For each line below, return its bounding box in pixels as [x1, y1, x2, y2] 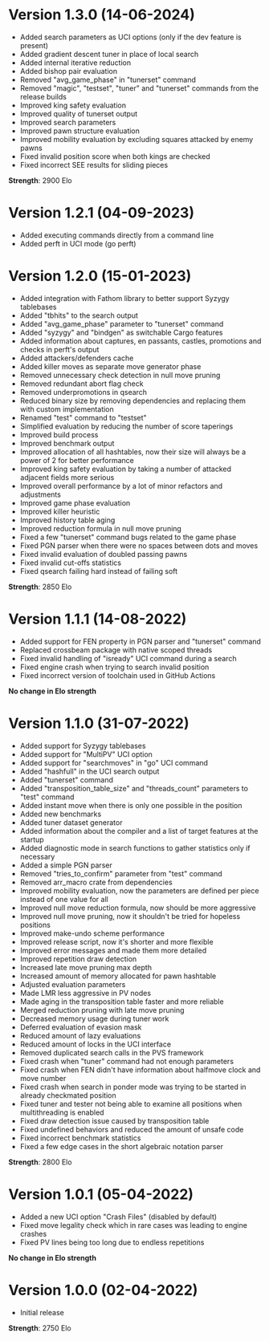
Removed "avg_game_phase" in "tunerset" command [19, 75, 197, 84]
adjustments [19, 490, 62, 499]
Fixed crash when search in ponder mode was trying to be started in [19, 1082, 247, 1091]
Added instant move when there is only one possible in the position [19, 800, 243, 810]
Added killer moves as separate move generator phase [19, 361, 202, 371]
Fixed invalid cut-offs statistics [19, 558, 122, 567]
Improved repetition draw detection [19, 953, 137, 964]
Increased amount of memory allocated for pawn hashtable [19, 971, 217, 981]
